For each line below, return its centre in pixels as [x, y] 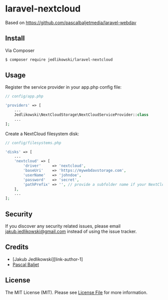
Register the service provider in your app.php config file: [63, 87]
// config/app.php [24, 96]
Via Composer [20, 50]
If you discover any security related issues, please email [63, 226]
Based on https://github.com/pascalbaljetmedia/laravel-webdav [71, 23]
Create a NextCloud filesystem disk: [42, 134]
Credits [17, 247]
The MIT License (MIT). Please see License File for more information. [76, 292]
